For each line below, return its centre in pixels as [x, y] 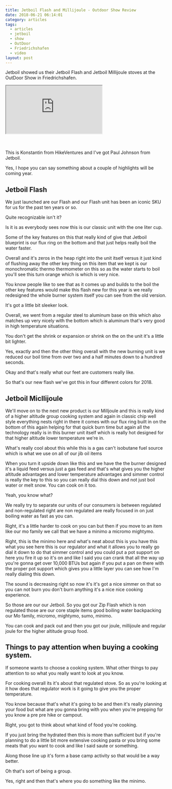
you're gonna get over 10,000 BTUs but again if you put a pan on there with [85, 563]
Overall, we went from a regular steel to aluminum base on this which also [83, 315]
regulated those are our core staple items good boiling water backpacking [83, 610]
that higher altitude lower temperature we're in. [55, 438]
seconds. [15, 362]
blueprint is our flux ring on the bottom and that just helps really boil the [81, 243]
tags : [11, 24]
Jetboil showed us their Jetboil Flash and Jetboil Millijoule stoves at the [80, 72]
